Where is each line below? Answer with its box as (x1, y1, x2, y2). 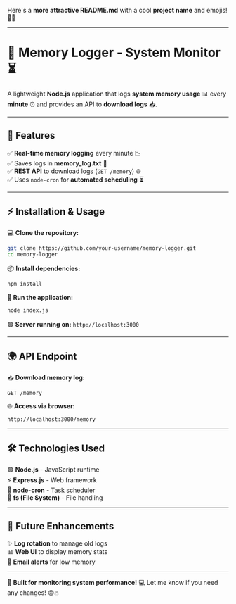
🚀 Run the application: (7, 294, 74, 302)
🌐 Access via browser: (7, 401, 75, 410)
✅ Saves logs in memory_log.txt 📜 (7, 158, 107, 168)
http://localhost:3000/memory (7, 415, 96, 423)
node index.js (7, 307, 49, 314)
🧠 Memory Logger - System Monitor (7, 45, 221, 61)
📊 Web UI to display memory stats (7, 547, 108, 555)
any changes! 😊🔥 (7, 588, 60, 597)
